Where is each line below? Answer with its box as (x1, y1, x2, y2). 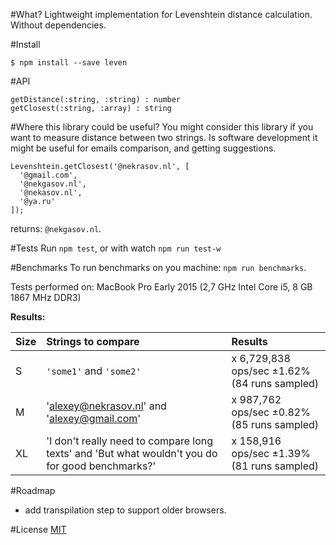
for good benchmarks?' (46, 459, 157, 473)
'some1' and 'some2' (46, 364, 142, 378)
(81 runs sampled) (231, 459, 320, 473)
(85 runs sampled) (231, 418, 320, 431)
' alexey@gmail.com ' (46, 412, 142, 425)
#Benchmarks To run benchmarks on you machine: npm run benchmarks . (10, 262, 307, 273)
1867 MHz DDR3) (10, 292, 82, 303)
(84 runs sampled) (231, 377, 320, 390)
